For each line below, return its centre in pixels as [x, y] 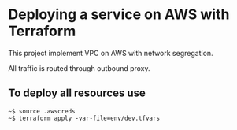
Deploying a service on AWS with [119, 15]
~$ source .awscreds [42, 111]
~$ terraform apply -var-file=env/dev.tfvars [84, 118]
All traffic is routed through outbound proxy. [80, 68]
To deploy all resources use [77, 93]
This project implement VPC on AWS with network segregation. [111, 53]
